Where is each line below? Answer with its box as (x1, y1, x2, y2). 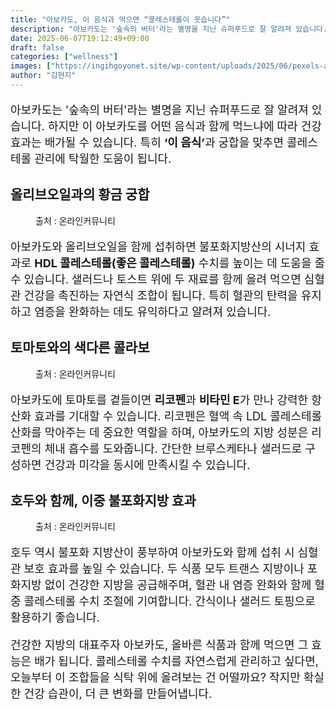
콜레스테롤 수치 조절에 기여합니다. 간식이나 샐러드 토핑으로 (23, 594, 316, 609)
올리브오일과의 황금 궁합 (10, 186, 150, 203)
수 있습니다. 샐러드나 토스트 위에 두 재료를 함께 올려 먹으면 (10, 272, 302, 286)
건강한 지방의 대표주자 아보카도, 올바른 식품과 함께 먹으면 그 (10, 638, 309, 653)
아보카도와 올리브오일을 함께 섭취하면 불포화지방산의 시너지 (10, 239, 307, 254)
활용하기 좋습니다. (10, 611, 100, 625)
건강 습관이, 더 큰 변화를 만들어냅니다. (23, 687, 213, 701)
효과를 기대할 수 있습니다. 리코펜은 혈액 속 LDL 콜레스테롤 (34, 409, 323, 423)
